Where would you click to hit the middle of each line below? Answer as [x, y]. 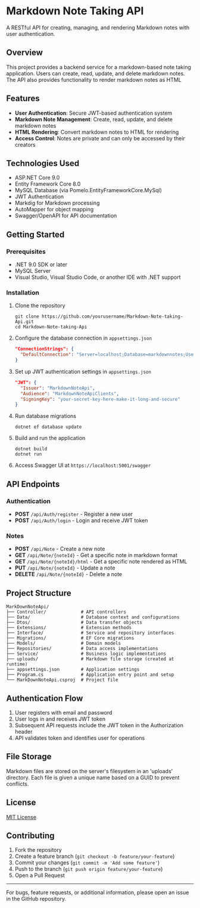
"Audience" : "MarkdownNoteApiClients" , [70, 393]
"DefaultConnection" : [47, 355]
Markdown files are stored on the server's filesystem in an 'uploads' [90, 771]
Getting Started [35, 234]
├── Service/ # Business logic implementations [86, 654]
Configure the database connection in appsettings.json [83, 338]
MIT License [21, 817]
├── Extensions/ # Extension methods [69, 628]
